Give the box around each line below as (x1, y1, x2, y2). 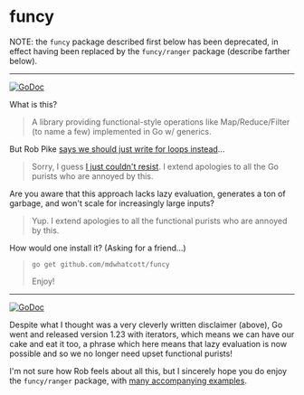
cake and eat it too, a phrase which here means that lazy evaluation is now (9, 338, 288, 349)
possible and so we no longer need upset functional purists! (9, 348, 233, 359)
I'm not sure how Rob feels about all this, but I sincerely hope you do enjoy (9, 365, 288, 376)
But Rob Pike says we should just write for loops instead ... (9, 143, 225, 155)
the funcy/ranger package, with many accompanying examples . (9, 375, 247, 386)
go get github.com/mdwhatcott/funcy (31, 259, 170, 268)
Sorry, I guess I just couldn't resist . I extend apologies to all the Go (31, 161, 279, 172)
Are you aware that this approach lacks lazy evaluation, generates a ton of (9, 188, 287, 199)
